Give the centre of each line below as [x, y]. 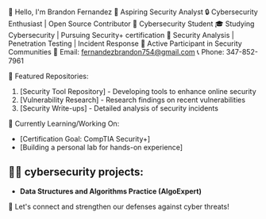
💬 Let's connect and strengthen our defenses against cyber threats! [119, 206]
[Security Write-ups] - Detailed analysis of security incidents [119, 108]
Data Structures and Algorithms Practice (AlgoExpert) [111, 191]
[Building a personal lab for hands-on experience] [101, 147]
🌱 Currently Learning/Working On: [64, 123]
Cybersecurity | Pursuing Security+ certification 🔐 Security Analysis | [121, 35]
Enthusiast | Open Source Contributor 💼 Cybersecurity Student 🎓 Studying [131, 24]
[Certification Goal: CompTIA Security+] [85, 139]
